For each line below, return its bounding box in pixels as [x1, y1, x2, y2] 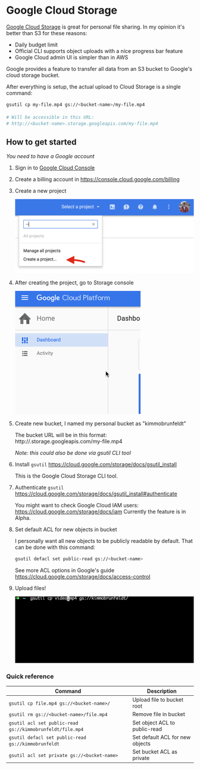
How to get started [6, 137, 77, 147]
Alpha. [14, 514, 31, 522]
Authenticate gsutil [14, 484, 64, 491]
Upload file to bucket [132, 696, 183, 704]
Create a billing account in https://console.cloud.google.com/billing [14, 176, 180, 183]
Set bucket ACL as [132, 748, 177, 755]
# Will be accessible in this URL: [6, 114, 95, 120]
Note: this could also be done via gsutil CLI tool [14, 450, 131, 457]
